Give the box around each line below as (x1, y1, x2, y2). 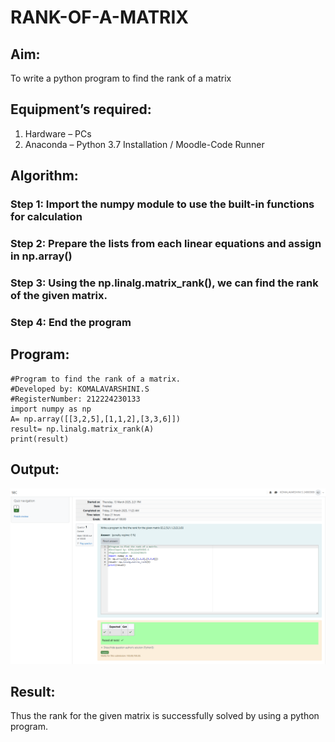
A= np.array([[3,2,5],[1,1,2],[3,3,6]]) (10, 414, 182, 424)
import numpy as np (10, 404, 92, 414)
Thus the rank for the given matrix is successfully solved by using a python (10, 710, 320, 722)
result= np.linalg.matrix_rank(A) (10, 424, 155, 434)
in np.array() (10, 249, 73, 263)
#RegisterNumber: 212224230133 (10, 394, 141, 404)
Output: (10, 461, 60, 478)
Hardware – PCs (24, 127, 92, 140)
